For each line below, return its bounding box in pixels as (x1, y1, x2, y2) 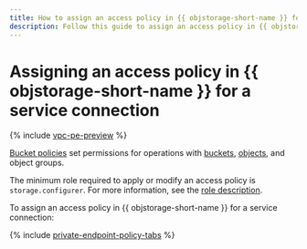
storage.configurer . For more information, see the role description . (9, 184, 263, 196)
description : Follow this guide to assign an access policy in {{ (9, 22, 268, 31)
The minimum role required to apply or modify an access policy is (9, 175, 256, 186)
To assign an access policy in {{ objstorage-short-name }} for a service (9, 202, 278, 213)
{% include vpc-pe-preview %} (9, 130, 128, 141)
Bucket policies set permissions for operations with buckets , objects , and (9, 148, 285, 159)
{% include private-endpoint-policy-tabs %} (9, 230, 175, 241)
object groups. (9, 157, 65, 169)
